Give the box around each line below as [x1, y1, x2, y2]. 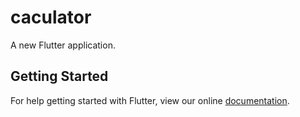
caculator [10, 6, 92, 29]
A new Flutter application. [10, 39, 116, 51]
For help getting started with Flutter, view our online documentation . [10, 94, 290, 106]
